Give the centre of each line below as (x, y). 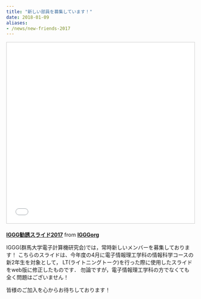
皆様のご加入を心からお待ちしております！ (58, 290)
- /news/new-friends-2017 (38, 28)
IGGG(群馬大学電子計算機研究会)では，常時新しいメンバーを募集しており (95, 248)
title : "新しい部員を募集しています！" (49, 12)
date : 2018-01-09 (28, 17)
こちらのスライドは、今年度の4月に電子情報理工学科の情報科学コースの (106, 255)
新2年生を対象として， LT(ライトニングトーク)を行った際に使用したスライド (99, 263)
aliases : (17, 23)
